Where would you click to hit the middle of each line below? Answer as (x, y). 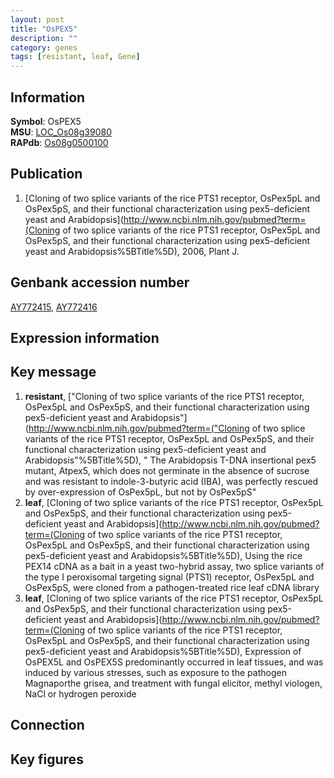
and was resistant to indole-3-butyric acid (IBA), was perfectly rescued (171, 481)
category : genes (44, 47)
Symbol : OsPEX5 (46, 121)
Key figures (47, 759)
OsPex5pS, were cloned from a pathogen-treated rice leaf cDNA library (172, 587)
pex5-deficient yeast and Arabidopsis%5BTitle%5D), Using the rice (163, 555)
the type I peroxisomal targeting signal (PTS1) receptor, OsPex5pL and (169, 577)
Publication (46, 174)
